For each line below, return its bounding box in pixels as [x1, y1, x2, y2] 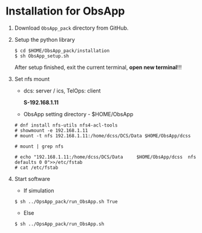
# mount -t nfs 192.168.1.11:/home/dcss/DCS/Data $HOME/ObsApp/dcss [14, 133, 191, 139]
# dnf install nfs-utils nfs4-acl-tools [14, 122, 118, 128]
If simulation [23, 186, 54, 194]
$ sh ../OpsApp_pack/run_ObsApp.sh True [14, 199, 118, 205]
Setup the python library [14, 36, 75, 43]
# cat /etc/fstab [14, 165, 59, 171]
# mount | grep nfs [14, 143, 64, 149]
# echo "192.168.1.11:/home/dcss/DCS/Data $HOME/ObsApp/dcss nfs [14, 154, 197, 160]
